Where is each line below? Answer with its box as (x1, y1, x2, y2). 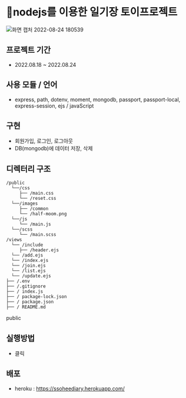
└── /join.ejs (11, 263, 46, 269)
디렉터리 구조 (6, 164, 51, 174)
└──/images (11, 200, 38, 207)
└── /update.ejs (11, 273, 51, 279)
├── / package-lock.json (6, 294, 67, 300)
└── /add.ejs (11, 253, 44, 258)
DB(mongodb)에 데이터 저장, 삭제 (14, 145, 93, 152)
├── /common (19, 206, 49, 212)
